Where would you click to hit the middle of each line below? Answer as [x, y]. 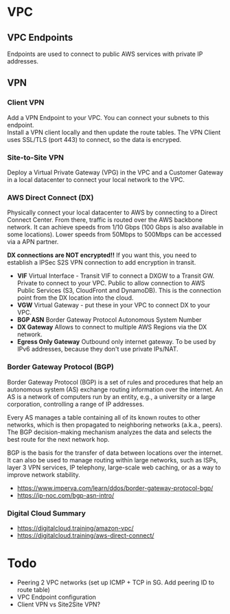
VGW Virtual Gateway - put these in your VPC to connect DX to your [114, 305]
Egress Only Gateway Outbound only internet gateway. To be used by [116, 342]
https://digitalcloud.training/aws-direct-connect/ [85, 535]
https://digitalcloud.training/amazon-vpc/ [75, 528]
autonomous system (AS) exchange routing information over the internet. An [115, 389]
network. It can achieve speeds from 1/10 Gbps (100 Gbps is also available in [115, 227]
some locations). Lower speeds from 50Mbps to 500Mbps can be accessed [114, 234]
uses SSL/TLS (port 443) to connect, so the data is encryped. [94, 139]
